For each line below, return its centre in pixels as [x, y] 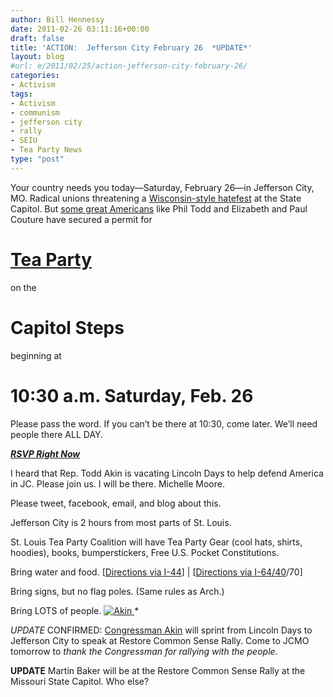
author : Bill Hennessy [57, 19]
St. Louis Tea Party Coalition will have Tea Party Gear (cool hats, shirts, [156, 542]
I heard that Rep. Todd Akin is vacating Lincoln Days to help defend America [167, 473]
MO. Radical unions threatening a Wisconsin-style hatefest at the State [156, 198]
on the [23, 287]
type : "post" [37, 159]
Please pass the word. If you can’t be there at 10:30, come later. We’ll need [164, 423]
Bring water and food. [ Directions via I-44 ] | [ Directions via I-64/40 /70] [156, 572]
